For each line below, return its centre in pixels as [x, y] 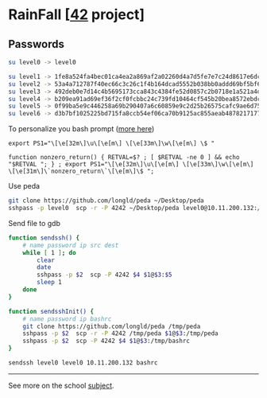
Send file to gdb [35, 223]
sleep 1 [49, 283]
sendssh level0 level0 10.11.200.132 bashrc [83, 363]
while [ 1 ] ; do [50, 252]
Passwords [37, 44]
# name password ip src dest [71, 245]
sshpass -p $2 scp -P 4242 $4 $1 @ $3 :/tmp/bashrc [106, 341]
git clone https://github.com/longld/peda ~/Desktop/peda [106, 201]
